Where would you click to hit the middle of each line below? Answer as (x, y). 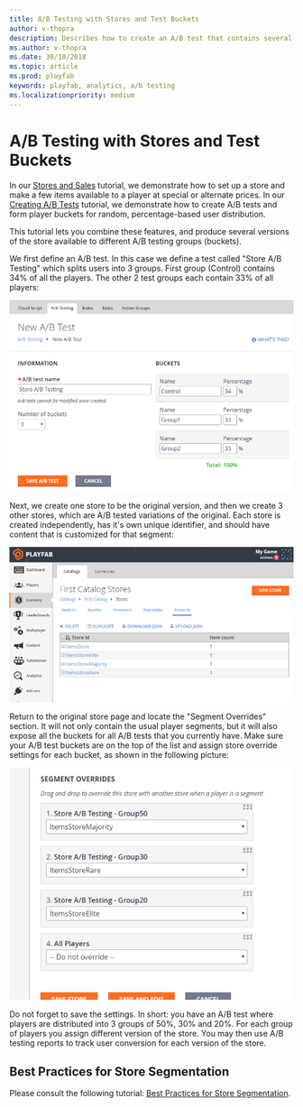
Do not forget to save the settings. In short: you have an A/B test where (141, 1014)
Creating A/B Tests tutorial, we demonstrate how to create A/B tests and (143, 204)
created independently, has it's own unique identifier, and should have (140, 524)
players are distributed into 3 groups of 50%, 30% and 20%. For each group (151, 1024)
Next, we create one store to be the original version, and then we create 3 (147, 505)
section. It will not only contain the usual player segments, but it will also (143, 725)
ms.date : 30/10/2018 (48, 57)
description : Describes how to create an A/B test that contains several (151, 38)
